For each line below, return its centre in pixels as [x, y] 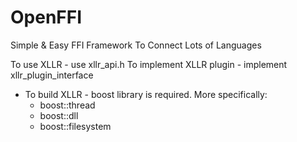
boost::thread [67, 105]
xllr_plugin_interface [52, 75]
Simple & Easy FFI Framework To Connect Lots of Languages [136, 45]
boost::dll [59, 115]
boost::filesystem [75, 126]
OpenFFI [46, 17]
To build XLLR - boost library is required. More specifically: [146, 94]
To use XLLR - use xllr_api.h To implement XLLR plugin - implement [149, 64]
